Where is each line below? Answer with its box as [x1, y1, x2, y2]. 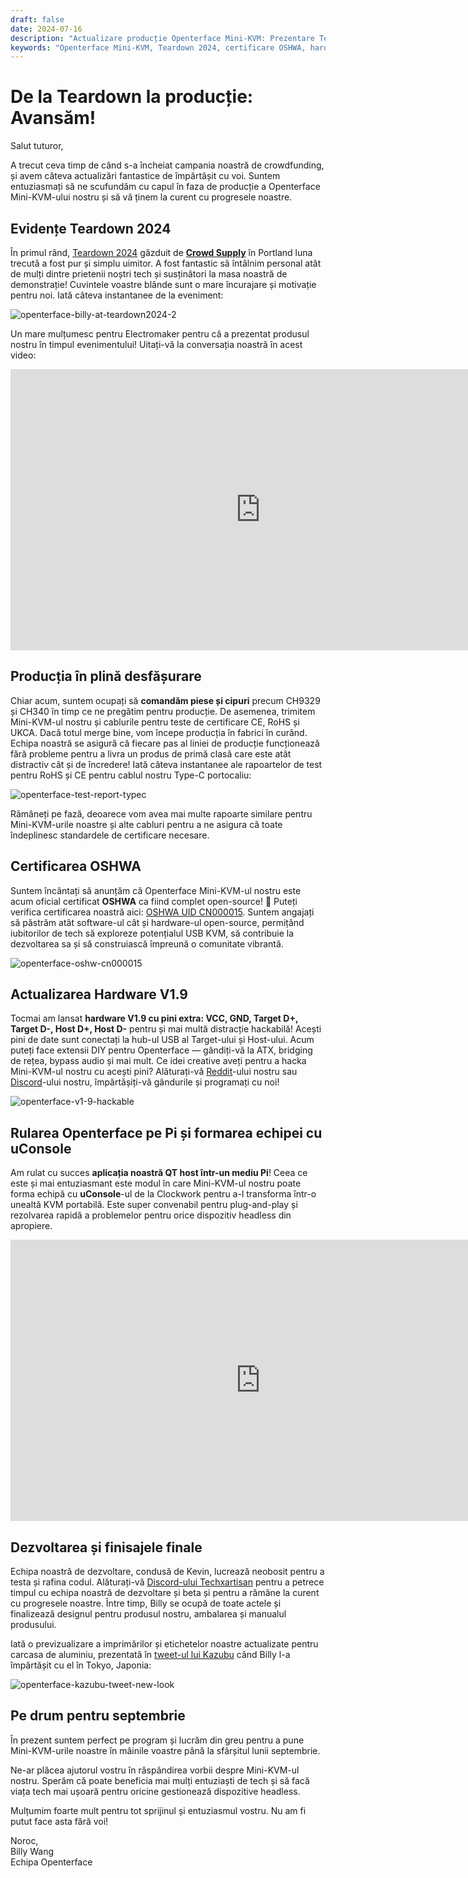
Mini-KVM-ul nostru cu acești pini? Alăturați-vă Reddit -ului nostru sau [10, 1066, 298, 1078]
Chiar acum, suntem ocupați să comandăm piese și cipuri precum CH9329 [10, 694, 321, 706]
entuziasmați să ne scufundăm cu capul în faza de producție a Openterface [10, 181, 321, 193]
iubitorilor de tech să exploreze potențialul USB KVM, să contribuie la [10, 927, 295, 939]
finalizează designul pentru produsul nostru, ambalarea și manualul [10, 1608, 287, 1620]
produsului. [10, 1619, 57, 1631]
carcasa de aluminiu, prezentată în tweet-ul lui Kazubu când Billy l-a [10, 1649, 291, 1661]
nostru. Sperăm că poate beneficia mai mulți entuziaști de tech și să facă [10, 1774, 310, 1786]
